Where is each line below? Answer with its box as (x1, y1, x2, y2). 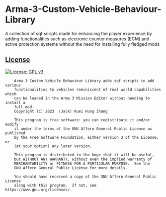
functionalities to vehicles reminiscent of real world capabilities (14, 87, 162, 92)
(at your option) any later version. (14, 143, 92, 149)
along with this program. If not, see (14, 183, 97, 188)
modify (5, 122, 19, 127)
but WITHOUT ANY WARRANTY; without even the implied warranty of (14, 157, 153, 162)
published (5, 130, 26, 135)
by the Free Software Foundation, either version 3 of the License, (14, 135, 159, 140)
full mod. (14, 104, 35, 109)
